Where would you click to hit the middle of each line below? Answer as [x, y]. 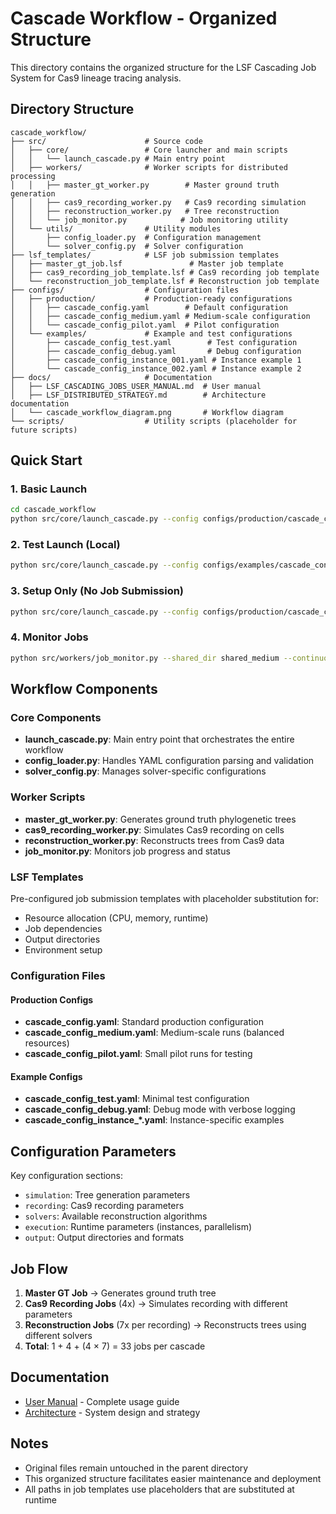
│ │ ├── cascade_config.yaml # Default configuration [149, 307]
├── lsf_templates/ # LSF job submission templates [145, 255]
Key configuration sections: [66, 1176]
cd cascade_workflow [53, 510]
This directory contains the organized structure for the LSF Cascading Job [163, 67]
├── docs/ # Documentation [111, 377]
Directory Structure [72, 109]
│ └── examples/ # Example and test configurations [151, 333]
